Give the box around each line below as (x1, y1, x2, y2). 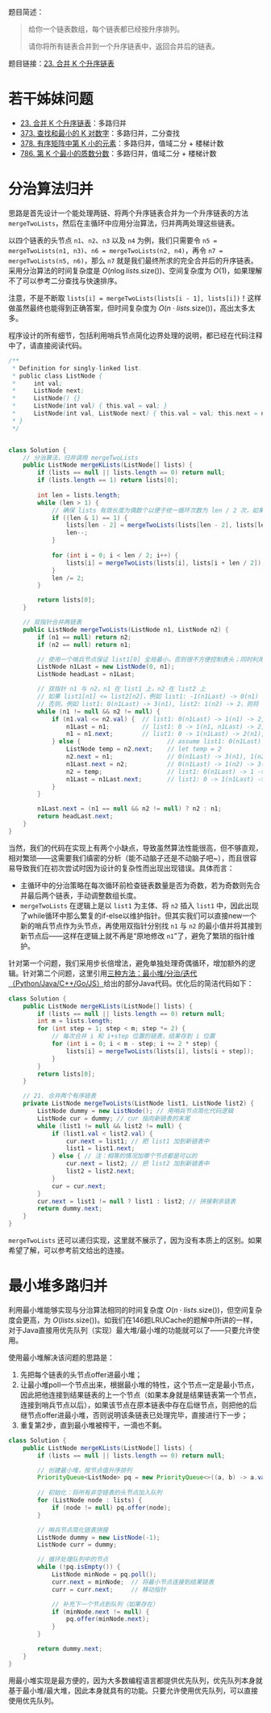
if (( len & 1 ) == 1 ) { (51, 514, 128, 522)
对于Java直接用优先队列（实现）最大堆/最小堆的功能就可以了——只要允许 (8, 1325, 253, 1334)
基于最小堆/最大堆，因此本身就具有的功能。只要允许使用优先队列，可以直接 (8, 1686, 259, 1695)
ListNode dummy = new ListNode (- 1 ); (37, 1533, 161, 1542)
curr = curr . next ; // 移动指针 (51, 1585, 167, 1593)
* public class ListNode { (11, 371, 103, 380)
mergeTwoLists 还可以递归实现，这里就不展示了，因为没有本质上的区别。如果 (8, 1236, 263, 1245)
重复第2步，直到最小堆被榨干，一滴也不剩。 (19, 1420, 167, 1430)
